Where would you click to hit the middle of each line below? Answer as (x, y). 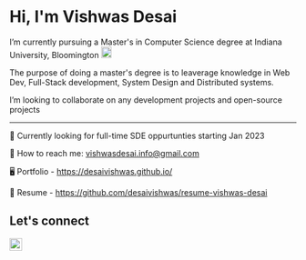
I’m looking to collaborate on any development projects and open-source (146, 100)
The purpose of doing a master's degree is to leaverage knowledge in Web (150, 72)
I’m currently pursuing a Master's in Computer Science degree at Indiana (146, 42)
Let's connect (49, 221)
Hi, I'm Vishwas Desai (93, 17)
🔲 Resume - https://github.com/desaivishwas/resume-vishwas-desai (138, 192)
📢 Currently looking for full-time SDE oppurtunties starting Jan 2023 (137, 135)
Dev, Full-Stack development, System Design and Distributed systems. (142, 82)
